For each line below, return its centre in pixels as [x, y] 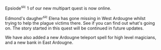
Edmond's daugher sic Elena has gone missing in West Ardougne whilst [75, 18]
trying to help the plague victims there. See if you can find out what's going [80, 23]
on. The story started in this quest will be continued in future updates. [74, 28]
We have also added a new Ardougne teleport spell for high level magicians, [80, 38]
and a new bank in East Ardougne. [39, 42]
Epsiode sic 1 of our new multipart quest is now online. [58, 8]
